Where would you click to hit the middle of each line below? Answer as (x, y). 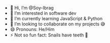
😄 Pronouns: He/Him (32, 29)
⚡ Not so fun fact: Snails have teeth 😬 (49, 35)
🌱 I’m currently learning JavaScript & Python (56, 18)
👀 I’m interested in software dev (43, 13)
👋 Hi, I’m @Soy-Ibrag (32, 8)
